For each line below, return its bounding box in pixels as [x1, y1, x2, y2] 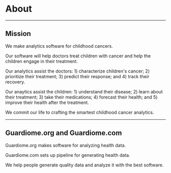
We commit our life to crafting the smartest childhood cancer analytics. [5, 109, 154, 115]
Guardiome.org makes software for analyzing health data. [5, 142, 126, 148]
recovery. [5, 79, 25, 85]
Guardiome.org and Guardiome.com [5, 129, 122, 137]
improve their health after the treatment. [5, 99, 89, 106]
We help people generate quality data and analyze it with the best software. [5, 162, 164, 168]
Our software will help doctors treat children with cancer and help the [5, 53, 151, 59]
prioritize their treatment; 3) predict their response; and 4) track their [5, 73, 150, 79]
